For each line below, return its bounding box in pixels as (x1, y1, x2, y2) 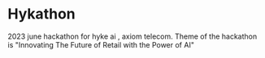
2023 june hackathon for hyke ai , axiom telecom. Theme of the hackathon (7, 31, 258, 41)
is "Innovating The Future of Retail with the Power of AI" (7, 39, 194, 49)
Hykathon (7, 5, 76, 23)
